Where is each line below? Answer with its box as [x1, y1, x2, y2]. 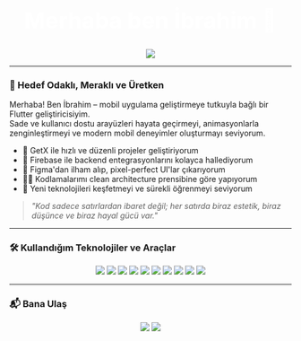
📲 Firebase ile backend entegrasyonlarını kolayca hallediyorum [21, 154, 254, 166]
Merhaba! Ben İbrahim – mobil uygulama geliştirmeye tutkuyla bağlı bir [9, 100, 269, 110]
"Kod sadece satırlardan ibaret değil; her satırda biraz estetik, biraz [30, 201, 281, 212]
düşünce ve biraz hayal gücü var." [30, 210, 159, 221]
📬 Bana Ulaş [9, 298, 67, 310]
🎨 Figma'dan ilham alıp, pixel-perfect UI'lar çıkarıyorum [21, 164, 226, 175]
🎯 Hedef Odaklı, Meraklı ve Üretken [9, 78, 164, 91]
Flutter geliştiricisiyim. [9, 109, 90, 119]
